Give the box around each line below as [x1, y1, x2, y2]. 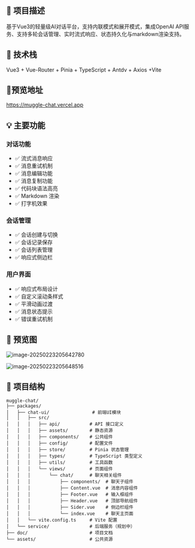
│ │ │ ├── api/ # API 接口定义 [6, 421, 124, 428]
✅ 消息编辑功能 [14, 170, 53, 177]
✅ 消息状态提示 [14, 308, 53, 315]
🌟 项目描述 [6, 5, 45, 16]
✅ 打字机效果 [14, 200, 48, 207]
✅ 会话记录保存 [14, 238, 53, 246]
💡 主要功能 [6, 120, 46, 131]
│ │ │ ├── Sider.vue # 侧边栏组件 [6, 505, 134, 511]
